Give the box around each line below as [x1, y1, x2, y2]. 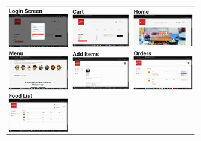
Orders [133, 50, 152, 57]
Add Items [72, 50, 99, 58]
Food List [8, 92, 33, 100]
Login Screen [8, 7, 43, 14]
